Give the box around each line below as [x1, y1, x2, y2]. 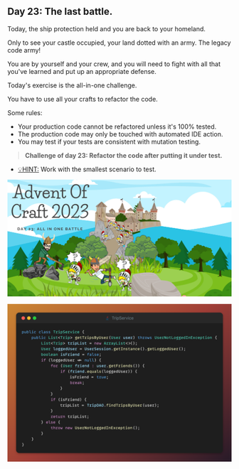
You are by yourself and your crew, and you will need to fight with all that [7, 60, 221, 68]
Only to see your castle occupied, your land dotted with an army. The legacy [7, 38, 231, 47]
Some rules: [7, 108, 43, 117]
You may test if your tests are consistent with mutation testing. [17, 137, 201, 146]
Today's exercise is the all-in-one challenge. [7, 81, 137, 90]
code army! [7, 45, 41, 54]
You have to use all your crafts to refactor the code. [7, 95, 158, 103]
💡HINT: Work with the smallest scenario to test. [17, 165, 156, 173]
